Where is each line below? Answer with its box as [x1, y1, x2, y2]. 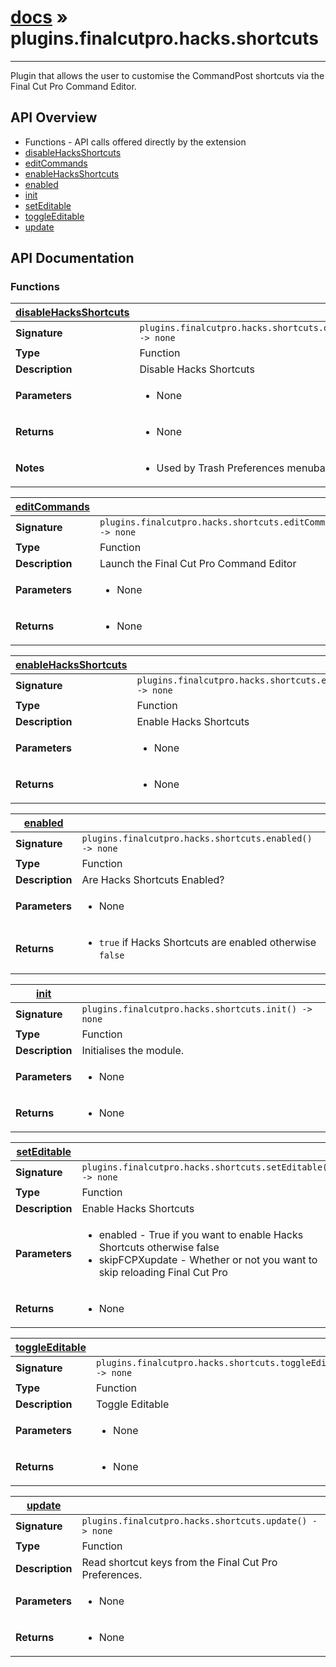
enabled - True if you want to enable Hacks [98, 1228, 304, 1242]
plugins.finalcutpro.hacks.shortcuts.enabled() [81, 833, 313, 845]
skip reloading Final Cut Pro [98, 1266, 228, 1280]
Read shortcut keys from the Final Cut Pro [81, 1556, 278, 1570]
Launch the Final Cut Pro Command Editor [99, 557, 297, 571]
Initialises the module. [81, 1044, 185, 1058]
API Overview [10, 109, 98, 126]
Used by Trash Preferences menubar [156, 461, 330, 475]
